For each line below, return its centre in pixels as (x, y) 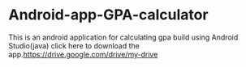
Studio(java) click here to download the (74, 45)
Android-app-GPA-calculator (108, 15)
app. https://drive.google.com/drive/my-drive (83, 54)
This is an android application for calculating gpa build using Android (123, 37)
